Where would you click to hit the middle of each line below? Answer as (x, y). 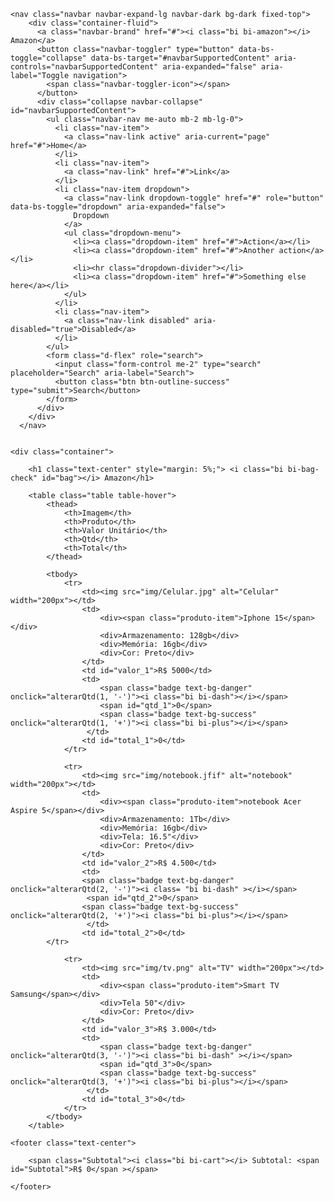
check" (24, 478)
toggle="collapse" (48, 58)
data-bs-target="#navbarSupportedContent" (180, 58)
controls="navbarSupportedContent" (84, 67)
